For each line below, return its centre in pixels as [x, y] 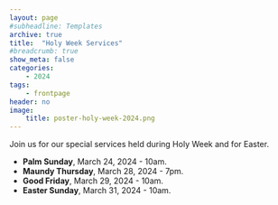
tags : [19, 85]
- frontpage [48, 93]
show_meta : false [42, 60]
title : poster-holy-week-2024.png [90, 118]
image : [22, 110]
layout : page [34, 18]
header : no [30, 102]
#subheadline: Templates [56, 26]
